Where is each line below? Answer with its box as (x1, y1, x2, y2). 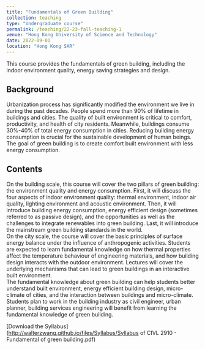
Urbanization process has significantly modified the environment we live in (6, 101, 195, 108)
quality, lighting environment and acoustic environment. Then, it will (6, 200, 177, 207)
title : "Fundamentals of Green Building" (6, 9, 114, 15)
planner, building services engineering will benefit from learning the (6, 304, 177, 312)
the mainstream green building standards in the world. (6, 226, 143, 233)
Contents (6, 164, 43, 175)
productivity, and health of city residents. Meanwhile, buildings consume (6, 120, 190, 128)
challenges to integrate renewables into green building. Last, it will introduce (6, 219, 199, 227)
